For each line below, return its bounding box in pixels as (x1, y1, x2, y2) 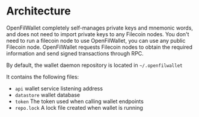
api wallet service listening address (14, 84, 103, 92)
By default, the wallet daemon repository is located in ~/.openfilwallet (6, 62, 183, 69)
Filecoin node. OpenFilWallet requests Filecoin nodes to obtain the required (6, 43, 193, 51)
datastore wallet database (14, 91, 81, 98)
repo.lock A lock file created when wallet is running (14, 104, 143, 111)
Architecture (6, 4, 71, 18)
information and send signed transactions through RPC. (6, 49, 144, 57)
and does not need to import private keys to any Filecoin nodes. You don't (6, 30, 189, 37)
